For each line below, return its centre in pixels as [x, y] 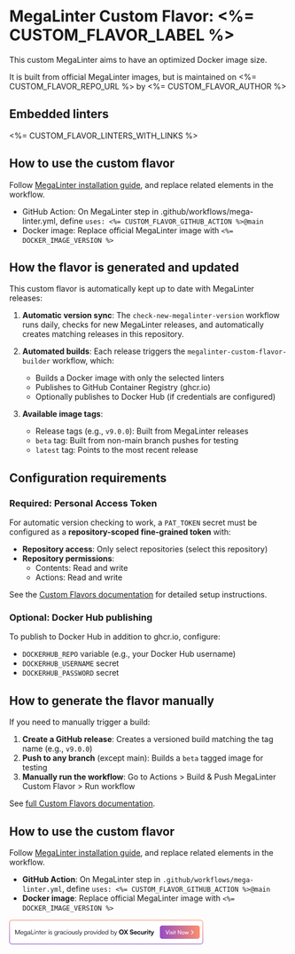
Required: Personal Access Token [83, 503]
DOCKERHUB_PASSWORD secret [70, 673]
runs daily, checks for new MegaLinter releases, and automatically [143, 325]
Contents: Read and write [82, 568]
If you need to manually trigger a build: [80, 722]
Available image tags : [62, 414]
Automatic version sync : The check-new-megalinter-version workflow [151, 316]
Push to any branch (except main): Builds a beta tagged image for [143, 758]
